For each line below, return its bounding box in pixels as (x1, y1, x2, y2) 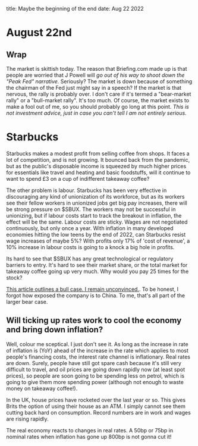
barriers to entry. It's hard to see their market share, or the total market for (6, 261, 188, 268)
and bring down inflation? (6, 325, 103, 335)
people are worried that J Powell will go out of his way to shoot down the (6, 71, 185, 78)
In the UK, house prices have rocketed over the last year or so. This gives (6, 396, 186, 403)
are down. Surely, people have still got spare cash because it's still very (6, 359, 181, 366)
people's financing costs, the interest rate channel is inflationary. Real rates (6, 353, 190, 360)
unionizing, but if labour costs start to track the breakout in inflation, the (6, 212, 182, 219)
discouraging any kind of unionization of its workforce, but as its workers (6, 193, 185, 200)
